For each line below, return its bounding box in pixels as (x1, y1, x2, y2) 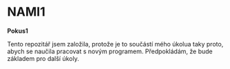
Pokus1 (7, 27, 29, 35)
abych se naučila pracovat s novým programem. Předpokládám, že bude (7, 47, 213, 55)
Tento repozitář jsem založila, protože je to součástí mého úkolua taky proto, (7, 40, 224, 48)
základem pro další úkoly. (7, 54, 79, 62)
